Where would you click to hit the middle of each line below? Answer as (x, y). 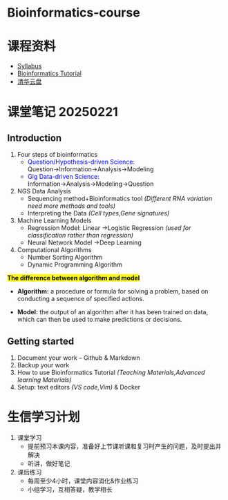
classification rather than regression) (80, 235)
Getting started (41, 341)
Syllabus (29, 66)
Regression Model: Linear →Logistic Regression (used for (109, 228)
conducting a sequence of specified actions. (80, 299)
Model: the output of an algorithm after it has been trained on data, (113, 312)
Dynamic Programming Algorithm (75, 265)
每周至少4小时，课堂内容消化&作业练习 (83, 481)
